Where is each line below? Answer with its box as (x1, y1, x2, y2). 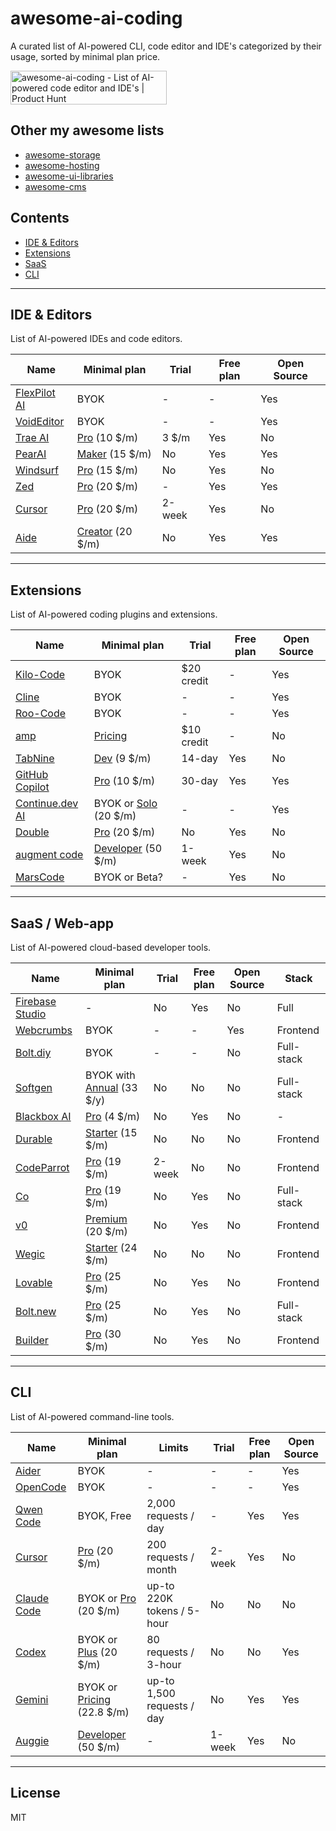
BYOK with (85, 1068, 136, 1082)
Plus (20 (77, 1645, 118, 1659)
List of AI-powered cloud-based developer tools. (10, 942, 212, 953)
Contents (10, 210, 70, 227)
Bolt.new (15, 1305, 57, 1318)
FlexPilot (15, 386, 56, 400)
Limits (158, 1440, 189, 1454)
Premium (85, 1212, 128, 1226)
